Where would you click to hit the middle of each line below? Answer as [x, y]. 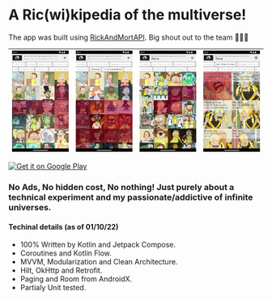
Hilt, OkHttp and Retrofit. [61, 270]
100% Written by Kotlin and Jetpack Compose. [98, 245]
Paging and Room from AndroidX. [76, 279]
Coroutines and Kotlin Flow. [66, 253]
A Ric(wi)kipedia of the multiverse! [127, 15]
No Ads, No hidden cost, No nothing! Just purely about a [121, 187]
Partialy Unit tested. [53, 288]
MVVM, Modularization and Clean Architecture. [99, 262]
